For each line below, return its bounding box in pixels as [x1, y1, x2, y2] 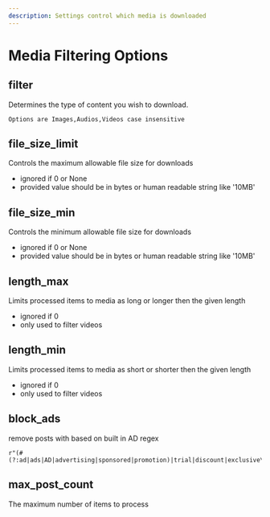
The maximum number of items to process [8, 499, 149, 509]
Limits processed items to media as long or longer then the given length [8, 296, 246, 306]
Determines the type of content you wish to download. [8, 100, 189, 109]
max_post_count [8, 478, 94, 491]
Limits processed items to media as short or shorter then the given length [8, 364, 252, 374]
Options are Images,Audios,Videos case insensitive [8, 115, 185, 123]
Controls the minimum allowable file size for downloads [8, 227, 191, 237]
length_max [8, 274, 69, 288]
